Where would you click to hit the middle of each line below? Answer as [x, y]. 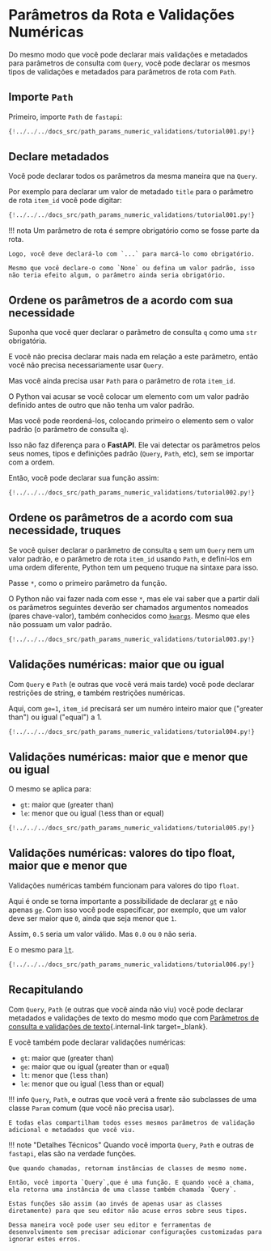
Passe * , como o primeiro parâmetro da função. [88, 583]
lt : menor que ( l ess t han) [64, 1075]
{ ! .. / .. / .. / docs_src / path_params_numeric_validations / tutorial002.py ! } [131, 493]
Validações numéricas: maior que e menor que [128, 757]
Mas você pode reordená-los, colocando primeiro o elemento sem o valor [131, 421]
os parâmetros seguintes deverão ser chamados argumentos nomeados [129, 607]
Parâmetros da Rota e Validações [121, 15]
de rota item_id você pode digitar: [66, 201]
